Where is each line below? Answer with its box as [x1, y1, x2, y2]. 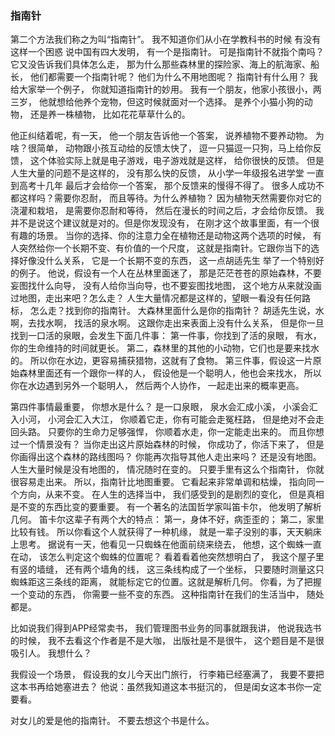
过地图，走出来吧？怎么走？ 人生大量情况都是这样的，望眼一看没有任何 [10, 292, 302, 304]
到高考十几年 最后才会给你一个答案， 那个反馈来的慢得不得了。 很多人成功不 [10, 180, 325, 192]
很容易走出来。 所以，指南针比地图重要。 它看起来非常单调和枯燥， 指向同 [10, 476, 316, 488]
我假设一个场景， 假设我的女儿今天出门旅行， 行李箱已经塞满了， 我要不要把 [10, 668, 325, 681]
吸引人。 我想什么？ [10, 647, 92, 659]
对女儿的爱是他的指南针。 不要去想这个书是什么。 [10, 715, 215, 727]
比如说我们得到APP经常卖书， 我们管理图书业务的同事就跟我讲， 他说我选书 [10, 622, 322, 634]
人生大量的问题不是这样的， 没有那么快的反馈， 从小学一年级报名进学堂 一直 [10, 167, 325, 179]
